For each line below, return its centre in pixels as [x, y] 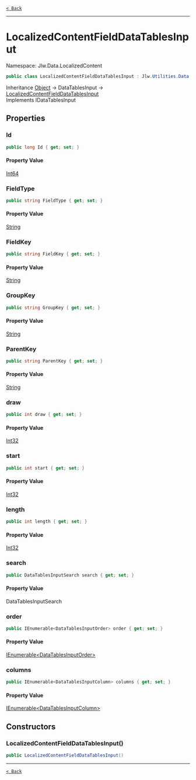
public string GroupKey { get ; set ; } [53, 308]
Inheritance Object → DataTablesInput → [55, 87]
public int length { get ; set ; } [47, 522]
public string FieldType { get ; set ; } [55, 201]
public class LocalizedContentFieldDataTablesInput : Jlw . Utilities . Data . [99, 76]
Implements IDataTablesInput [41, 100]
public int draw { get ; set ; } [44, 415]
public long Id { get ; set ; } [43, 147]
